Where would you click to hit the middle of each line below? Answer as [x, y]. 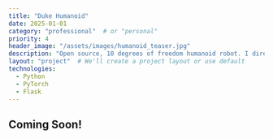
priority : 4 [28, 39]
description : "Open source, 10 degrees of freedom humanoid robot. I [129, 54]
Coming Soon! [45, 124]
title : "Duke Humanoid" [49, 16]
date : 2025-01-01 [38, 24]
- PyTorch [32, 84]
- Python [30, 76]
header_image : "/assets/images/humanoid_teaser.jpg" [100, 46]
